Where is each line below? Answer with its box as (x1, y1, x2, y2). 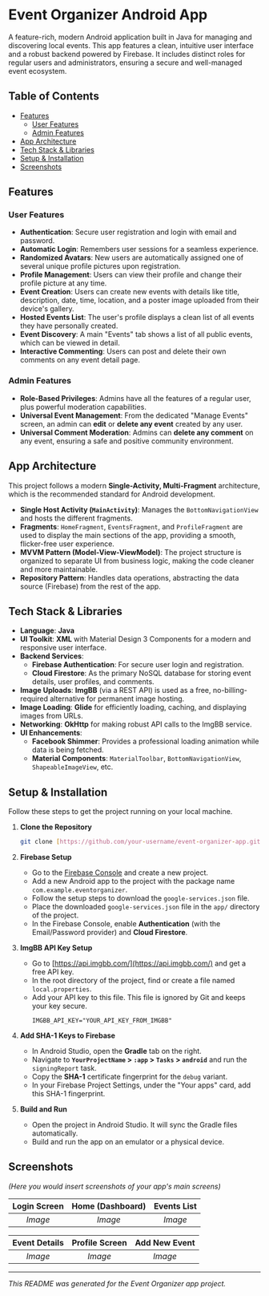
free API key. (31, 967, 74, 977)
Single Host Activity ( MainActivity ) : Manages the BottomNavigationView (19, 504, 259, 514)
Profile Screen (71, 1237, 127, 1248)
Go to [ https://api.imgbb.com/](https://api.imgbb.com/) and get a (31, 958, 247, 968)
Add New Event (134, 1237, 195, 1248)
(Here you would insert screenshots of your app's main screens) (8, 1181, 222, 1191)
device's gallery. (19, 304, 74, 314)
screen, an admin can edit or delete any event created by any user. (19, 419, 243, 428)
